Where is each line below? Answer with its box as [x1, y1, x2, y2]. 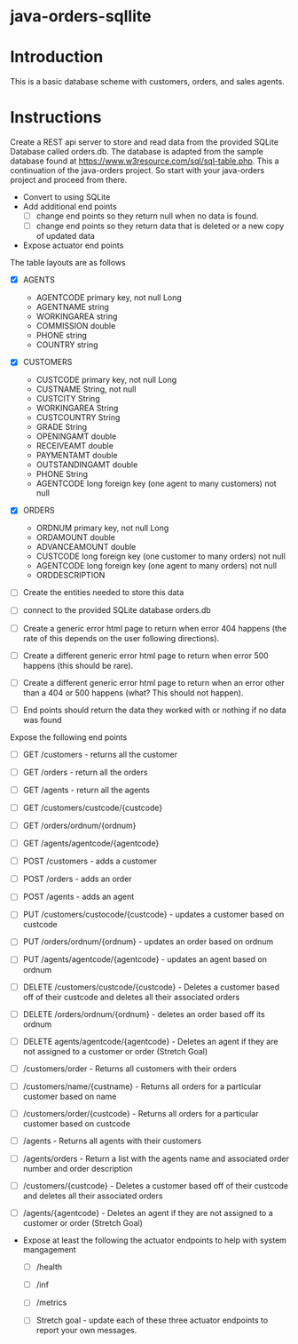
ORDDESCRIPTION [35, 570, 106, 581]
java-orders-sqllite [10, 6, 152, 27]
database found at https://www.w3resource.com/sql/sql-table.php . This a [10, 155, 279, 166]
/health [35, 1261, 63, 1272]
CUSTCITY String [35, 394, 100, 404]
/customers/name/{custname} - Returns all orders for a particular [22, 1081, 263, 1092]
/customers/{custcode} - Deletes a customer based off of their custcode [22, 1181, 289, 1191]
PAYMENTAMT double [35, 450, 118, 461]
